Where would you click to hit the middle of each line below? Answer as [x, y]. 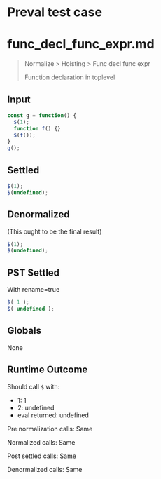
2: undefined [36, 407]
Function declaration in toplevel [70, 77]
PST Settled [34, 272]
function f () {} [37, 128]
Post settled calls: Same [42, 456]
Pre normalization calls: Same [50, 429]
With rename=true [34, 290]
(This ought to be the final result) [55, 231]
